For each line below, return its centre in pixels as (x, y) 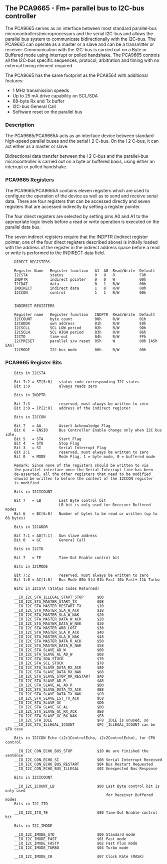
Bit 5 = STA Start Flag (48, 439)
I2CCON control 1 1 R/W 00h (80, 293)
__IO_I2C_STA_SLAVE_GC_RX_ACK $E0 (59, 711)
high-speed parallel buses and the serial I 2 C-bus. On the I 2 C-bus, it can (82, 141)
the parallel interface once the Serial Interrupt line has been (84, 470)
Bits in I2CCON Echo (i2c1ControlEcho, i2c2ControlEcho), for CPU (85, 738)
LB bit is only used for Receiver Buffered (105, 505)
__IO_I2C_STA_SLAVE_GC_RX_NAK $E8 (59, 716)
